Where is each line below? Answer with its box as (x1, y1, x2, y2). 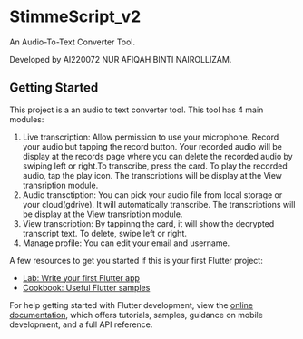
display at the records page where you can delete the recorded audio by (22, 150, 293, 161)
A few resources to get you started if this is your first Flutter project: (9, 255, 263, 266)
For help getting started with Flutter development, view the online (9, 299, 254, 310)
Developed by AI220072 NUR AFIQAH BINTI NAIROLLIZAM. (9, 53, 232, 64)
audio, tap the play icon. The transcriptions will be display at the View (22, 169, 283, 180)
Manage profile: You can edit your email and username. (22, 237, 230, 248)
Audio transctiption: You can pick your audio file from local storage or (22, 189, 283, 200)
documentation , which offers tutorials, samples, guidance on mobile (9, 309, 263, 320)
